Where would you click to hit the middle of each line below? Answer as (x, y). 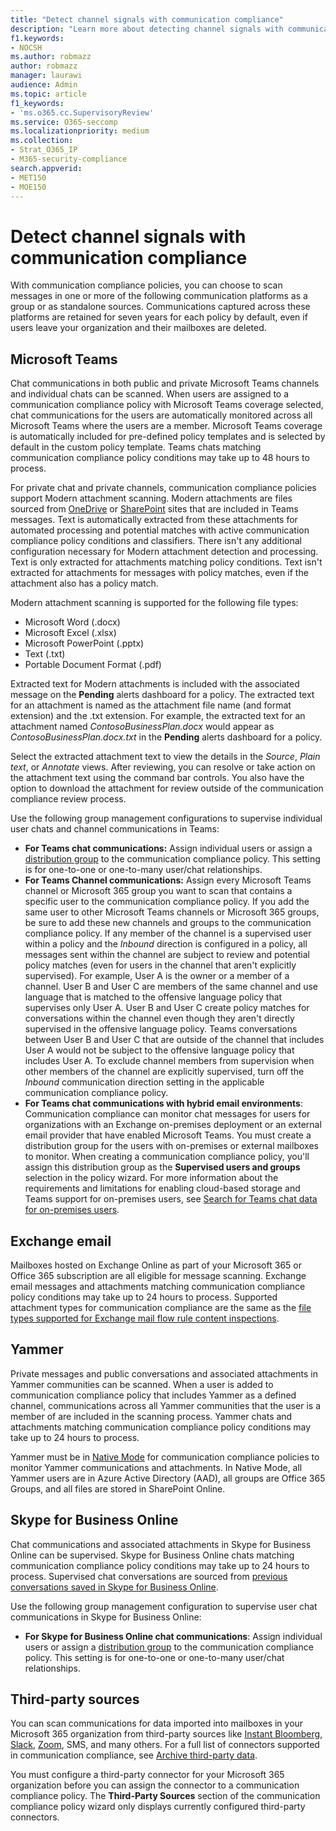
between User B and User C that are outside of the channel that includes (174, 1040)
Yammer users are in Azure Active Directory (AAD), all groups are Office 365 (168, 1478)
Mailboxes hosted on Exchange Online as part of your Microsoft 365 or (156, 1265)
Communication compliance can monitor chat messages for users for (167, 1114)
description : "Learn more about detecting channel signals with (147, 29)
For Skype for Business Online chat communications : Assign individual (173, 1636)
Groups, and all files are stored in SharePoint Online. (118, 1488)
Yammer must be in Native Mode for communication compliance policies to (165, 1457)
